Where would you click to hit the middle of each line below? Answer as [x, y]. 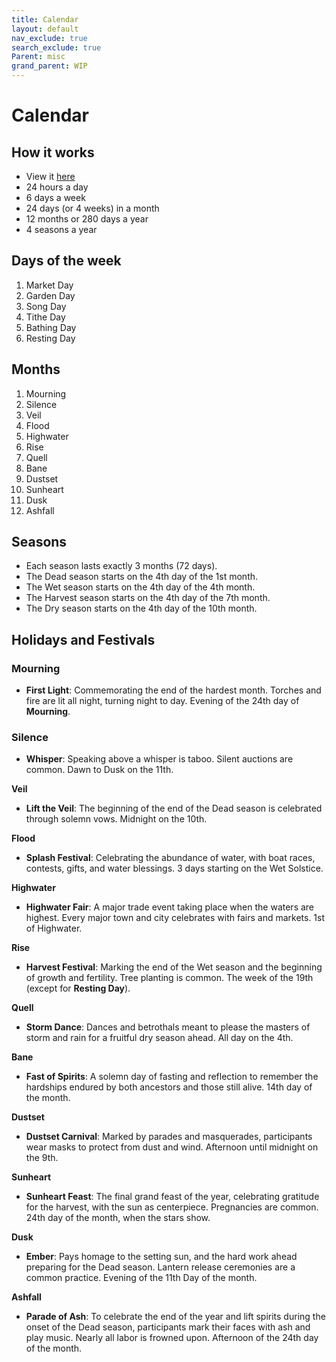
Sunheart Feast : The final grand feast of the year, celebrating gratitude [172, 1197]
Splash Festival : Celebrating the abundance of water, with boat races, [170, 858]
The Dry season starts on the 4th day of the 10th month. [141, 608]
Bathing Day [51, 327]
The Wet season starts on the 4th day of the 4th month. [140, 587]
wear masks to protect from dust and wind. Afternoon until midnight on [172, 1147]
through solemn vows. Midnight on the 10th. [116, 819]
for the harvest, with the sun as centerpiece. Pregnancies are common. [172, 1207]
